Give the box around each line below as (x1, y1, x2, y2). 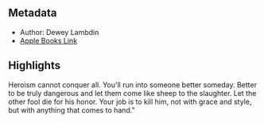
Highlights (8, 59, 61, 72)
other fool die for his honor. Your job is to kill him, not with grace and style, (8, 97, 252, 106)
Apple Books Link (19, 36, 78, 45)
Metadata (8, 6, 57, 20)
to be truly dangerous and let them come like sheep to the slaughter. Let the (8, 88, 257, 98)
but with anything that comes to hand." (8, 105, 135, 114)
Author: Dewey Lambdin (19, 27, 99, 37)
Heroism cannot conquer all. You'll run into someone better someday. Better (8, 79, 257, 90)
